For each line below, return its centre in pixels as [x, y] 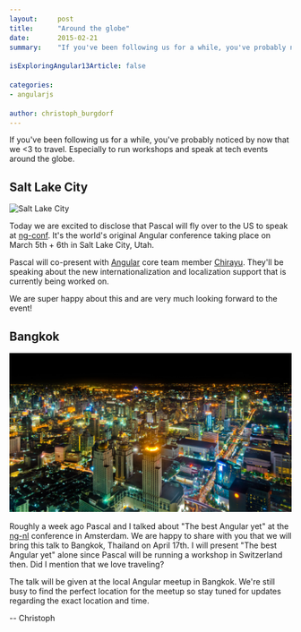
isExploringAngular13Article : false [77, 66]
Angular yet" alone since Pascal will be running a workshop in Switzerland [146, 554]
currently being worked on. [59, 281]
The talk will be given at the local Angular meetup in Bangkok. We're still [142, 581]
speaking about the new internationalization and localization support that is [148, 272]
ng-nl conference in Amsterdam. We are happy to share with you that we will [150, 535]
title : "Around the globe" [69, 28]
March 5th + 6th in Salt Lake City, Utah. [82, 245]
